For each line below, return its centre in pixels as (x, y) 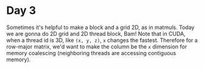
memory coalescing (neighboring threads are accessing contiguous (91, 53)
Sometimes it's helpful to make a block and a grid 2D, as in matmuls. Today (100, 27)
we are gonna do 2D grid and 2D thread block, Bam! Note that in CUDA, (96, 33)
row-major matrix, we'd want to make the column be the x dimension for (97, 47)
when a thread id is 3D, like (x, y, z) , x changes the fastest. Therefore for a (102, 40)
